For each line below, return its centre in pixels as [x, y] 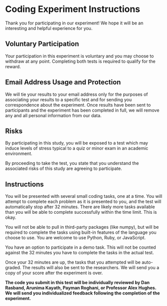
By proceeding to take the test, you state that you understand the [72, 163]
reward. [13, 66]
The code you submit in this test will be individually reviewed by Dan [78, 283]
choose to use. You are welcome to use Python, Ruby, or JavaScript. [76, 238]
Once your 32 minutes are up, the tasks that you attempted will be [73, 262]
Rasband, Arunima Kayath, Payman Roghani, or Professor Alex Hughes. [81, 288]
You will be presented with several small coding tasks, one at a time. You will [84, 196]
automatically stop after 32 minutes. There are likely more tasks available [80, 207]
